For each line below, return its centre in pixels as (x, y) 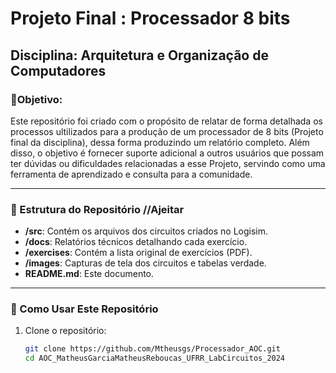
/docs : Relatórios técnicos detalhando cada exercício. (136, 242)
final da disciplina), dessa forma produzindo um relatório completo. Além (160, 142)
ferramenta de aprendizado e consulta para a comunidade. (131, 174)
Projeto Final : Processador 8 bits (150, 18)
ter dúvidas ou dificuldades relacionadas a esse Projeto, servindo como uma (168, 163)
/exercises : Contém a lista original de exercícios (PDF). (138, 253)
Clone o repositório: (65, 331)
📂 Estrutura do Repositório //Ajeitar (97, 209)
